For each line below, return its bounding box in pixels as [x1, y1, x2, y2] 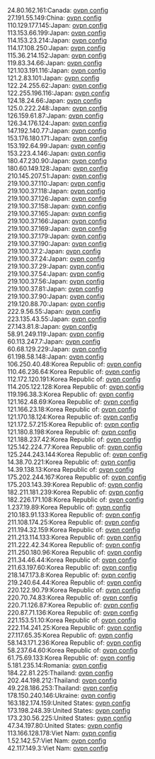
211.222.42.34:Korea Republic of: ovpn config [7, 541, 141, 549]
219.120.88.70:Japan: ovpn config [7, 300, 105, 308]
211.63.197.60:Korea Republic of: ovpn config [7, 563, 137, 571]
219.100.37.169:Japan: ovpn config [7, 225, 108, 232]
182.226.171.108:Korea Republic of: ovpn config [7, 495, 144, 504]
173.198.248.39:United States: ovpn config [7, 707, 131, 714]
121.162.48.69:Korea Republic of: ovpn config [7, 398, 139, 406]
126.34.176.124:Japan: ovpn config [7, 119, 108, 127]
